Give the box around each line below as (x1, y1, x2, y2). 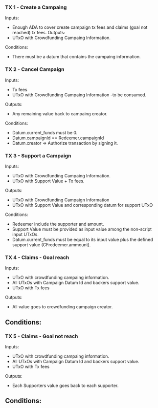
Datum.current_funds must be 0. (12, 129, 78, 135)
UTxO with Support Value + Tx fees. (12, 178, 85, 184)
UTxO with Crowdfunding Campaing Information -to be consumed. (12, 92, 147, 98)
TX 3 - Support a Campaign (5, 152, 72, 159)
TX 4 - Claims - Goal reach (5, 254, 69, 260)
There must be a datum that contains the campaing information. (12, 54, 141, 60)
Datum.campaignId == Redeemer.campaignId (12, 135, 104, 141)
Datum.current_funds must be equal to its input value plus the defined (12, 236, 153, 242)
